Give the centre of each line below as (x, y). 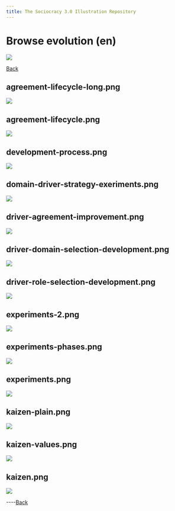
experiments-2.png (43, 314)
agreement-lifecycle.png (53, 119)
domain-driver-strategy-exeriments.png (82, 184)
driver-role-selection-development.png (81, 282)
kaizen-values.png (42, 444)
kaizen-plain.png (38, 412)
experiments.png (38, 380)
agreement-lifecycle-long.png (63, 87)
